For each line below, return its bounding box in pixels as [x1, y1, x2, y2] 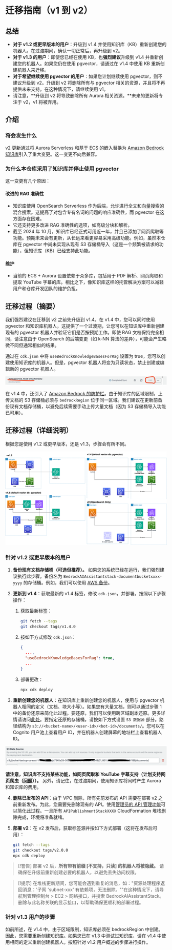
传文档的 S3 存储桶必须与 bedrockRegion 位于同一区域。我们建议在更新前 [5, 397, 158, 403]
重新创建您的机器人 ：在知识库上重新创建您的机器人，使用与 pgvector [12, 697, 159, 703]
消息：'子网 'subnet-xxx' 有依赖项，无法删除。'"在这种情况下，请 [22, 886, 160, 893]
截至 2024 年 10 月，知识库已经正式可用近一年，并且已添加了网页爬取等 [12, 229, 164, 235]
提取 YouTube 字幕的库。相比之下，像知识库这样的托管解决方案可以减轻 [12, 279, 164, 285]
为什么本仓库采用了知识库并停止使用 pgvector [5, 165, 119, 172]
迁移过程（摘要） [5, 302, 59, 311]
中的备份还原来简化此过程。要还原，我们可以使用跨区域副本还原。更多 [12, 710, 161, 716]
